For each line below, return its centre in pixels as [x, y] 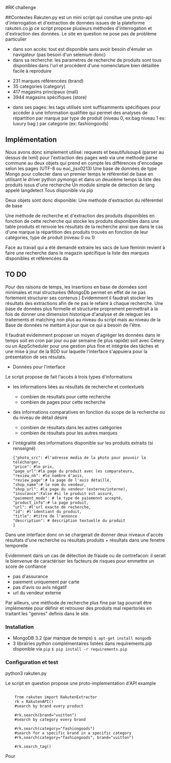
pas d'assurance [30, 576]
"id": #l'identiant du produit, [47, 511]
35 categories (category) [39, 86]
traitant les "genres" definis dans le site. [47, 614]
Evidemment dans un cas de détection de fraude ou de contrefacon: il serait [85, 555]
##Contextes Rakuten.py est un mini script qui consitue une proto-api [79, 17]
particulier [16, 39]
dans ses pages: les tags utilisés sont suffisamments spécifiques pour [87, 107]
